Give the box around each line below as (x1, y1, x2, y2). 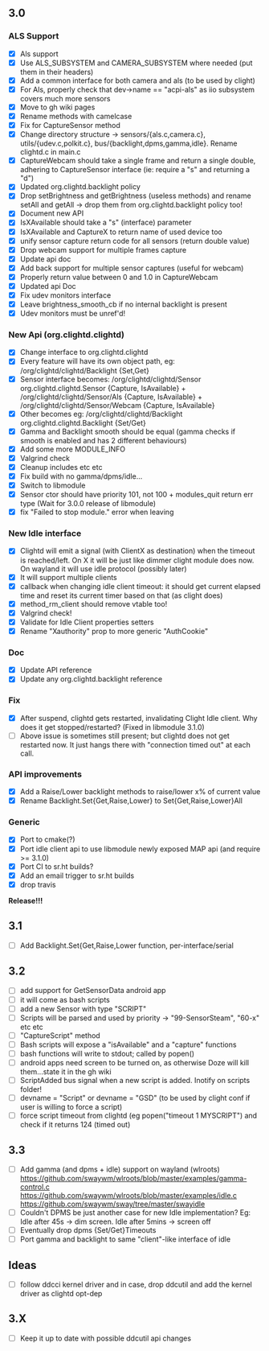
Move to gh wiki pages (19, 102, 96, 112)
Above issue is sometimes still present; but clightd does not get (19, 731, 230, 740)
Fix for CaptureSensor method (19, 121, 120, 130)
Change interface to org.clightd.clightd (19, 348, 149, 357)
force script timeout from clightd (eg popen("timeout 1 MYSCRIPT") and (19, 1110, 258, 1121)
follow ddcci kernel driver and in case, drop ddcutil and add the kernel (19, 1279, 253, 1290)
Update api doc (19, 253, 71, 264)
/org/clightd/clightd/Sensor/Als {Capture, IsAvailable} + (19, 392, 203, 402)
